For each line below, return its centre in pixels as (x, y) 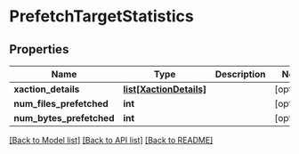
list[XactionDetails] (165, 89)
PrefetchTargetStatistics (101, 16)
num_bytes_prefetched (64, 118)
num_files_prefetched (61, 104)
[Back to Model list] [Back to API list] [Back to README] (111, 140)
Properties (39, 49)
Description (240, 74)
